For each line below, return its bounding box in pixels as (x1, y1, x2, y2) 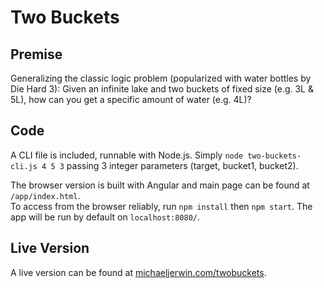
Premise (10, 46, 63, 63)
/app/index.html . (10, 189, 81, 201)
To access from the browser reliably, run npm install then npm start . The (10, 200, 313, 212)
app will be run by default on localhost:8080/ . (10, 211, 201, 223)
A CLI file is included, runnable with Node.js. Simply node (10, 149, 244, 161)
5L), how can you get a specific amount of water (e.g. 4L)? (10, 94, 252, 105)
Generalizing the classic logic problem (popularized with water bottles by (10, 72, 312, 84)
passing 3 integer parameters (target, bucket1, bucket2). (66, 159, 299, 171)
